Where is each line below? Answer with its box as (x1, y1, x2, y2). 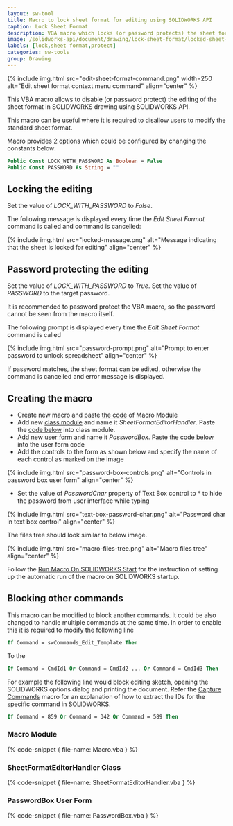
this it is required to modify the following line (7, 626, 134, 634)
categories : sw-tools (7, 49, 70, 56)
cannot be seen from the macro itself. (7, 310, 114, 318)
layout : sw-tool (7, 10, 54, 17)
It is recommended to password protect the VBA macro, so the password (7, 302, 216, 311)
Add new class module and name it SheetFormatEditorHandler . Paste (17, 418, 216, 427)
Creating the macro (7, 393, 93, 404)
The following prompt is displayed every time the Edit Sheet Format (7, 323, 200, 332)
